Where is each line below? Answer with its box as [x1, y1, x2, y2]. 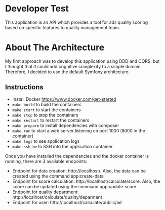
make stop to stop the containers [12, 112, 79, 118]
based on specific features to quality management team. [5, 24, 120, 30]
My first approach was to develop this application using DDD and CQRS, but [5, 58, 160, 64]
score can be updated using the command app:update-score [12, 183, 137, 189]
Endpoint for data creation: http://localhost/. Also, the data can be [12, 168, 146, 173]
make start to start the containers [12, 107, 81, 113]
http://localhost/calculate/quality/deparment [12, 194, 102, 200]
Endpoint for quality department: [12, 189, 79, 195]
